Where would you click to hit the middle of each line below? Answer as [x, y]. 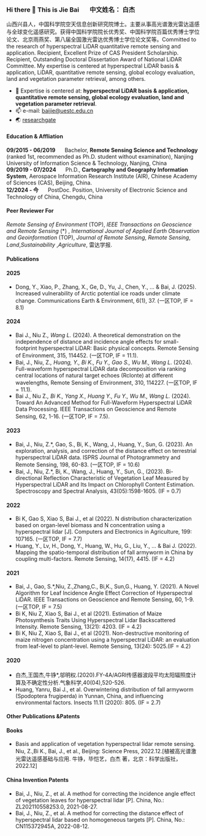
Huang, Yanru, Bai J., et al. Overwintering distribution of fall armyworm [105, 689]
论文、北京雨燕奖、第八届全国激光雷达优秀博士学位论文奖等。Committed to [101, 40]
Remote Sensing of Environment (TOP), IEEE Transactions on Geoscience [99, 224]
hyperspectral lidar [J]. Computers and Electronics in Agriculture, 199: [103, 532]
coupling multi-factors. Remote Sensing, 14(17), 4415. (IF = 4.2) [95, 559]
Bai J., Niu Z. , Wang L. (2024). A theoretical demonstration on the [98, 335]
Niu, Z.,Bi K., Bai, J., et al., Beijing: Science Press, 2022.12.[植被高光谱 [103, 751]
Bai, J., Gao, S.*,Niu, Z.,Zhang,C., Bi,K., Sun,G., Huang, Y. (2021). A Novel [107, 587]
